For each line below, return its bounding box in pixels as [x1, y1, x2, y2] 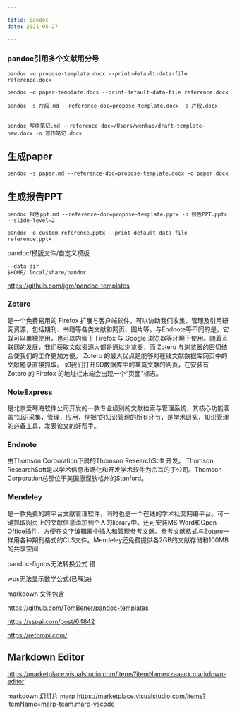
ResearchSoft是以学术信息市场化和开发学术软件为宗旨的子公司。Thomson [7, 465, 222, 474]
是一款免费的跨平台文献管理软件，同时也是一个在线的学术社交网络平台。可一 [7, 509, 230, 518]
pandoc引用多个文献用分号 [7, 54, 99, 63]
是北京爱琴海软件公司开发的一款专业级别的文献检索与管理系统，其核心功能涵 [7, 404, 230, 412]
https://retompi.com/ [7, 630, 68, 639]
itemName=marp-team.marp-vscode [7, 699, 115, 709]
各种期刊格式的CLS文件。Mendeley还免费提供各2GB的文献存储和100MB [19, 535, 229, 544]
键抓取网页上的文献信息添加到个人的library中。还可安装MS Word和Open [7, 518, 217, 526]
